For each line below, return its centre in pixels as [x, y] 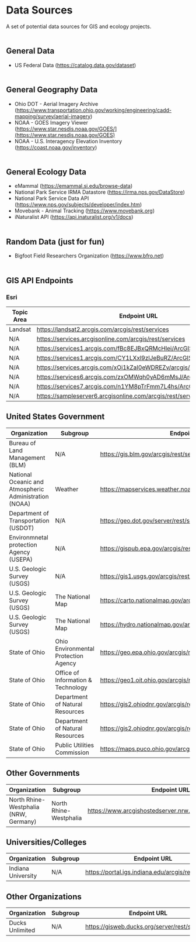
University [23, 876]
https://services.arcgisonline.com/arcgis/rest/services [111, 339]
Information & [73, 680]
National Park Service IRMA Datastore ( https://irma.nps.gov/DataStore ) [100, 192]
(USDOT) [22, 528]
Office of [67, 672]
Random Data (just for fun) [55, 241]
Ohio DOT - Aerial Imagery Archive [56, 104]
